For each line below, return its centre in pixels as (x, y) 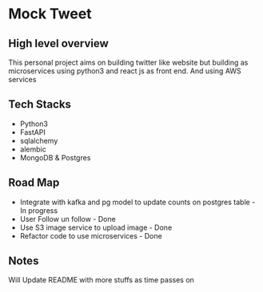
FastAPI (32, 132)
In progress (39, 210)
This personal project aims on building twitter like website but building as (128, 62)
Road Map (34, 183)
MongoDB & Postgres (55, 157)
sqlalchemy (39, 140)
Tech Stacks (40, 105)
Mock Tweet (50, 14)
